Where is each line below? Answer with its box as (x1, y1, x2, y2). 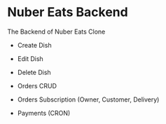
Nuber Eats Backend (7, 4, 128, 20)
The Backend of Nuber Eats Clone (7, 27, 106, 36)
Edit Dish (17, 54, 43, 63)
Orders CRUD (17, 81, 57, 90)
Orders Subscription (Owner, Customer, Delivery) (17, 95, 160, 104)
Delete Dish (17, 68, 51, 76)
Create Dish (17, 41, 52, 49)
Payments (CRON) (17, 109, 71, 117)
